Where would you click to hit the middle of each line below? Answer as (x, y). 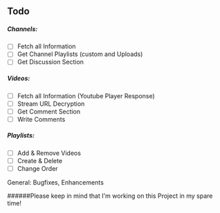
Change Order (37, 168)
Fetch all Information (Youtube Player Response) (86, 95)
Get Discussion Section (51, 62)
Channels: (22, 29)
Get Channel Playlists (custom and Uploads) (80, 54)
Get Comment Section (49, 111)
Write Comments (41, 119)
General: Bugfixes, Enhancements (55, 182)
